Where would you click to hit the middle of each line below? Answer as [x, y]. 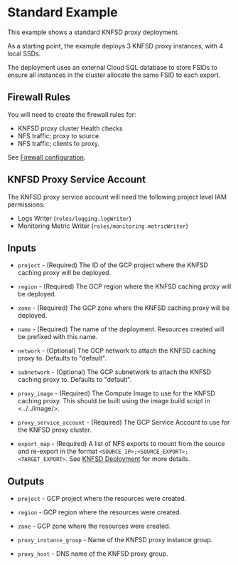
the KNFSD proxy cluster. [55, 430]
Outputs [26, 481]
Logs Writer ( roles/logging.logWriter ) [74, 218]
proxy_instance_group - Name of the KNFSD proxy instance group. [115, 540]
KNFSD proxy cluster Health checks [70, 128]
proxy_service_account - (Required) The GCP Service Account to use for [124, 423]
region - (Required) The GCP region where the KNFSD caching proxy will [124, 286]
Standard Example [63, 12]
